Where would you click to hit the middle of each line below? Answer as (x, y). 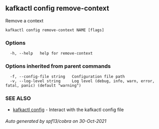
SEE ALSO (18, 98)
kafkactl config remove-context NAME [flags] (55, 30)
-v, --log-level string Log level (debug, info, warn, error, (82, 81)
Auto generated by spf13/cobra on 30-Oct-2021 (56, 121)
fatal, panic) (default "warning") (43, 86)
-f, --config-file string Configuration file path (67, 77)
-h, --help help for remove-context (52, 54)
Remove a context (24, 20)
